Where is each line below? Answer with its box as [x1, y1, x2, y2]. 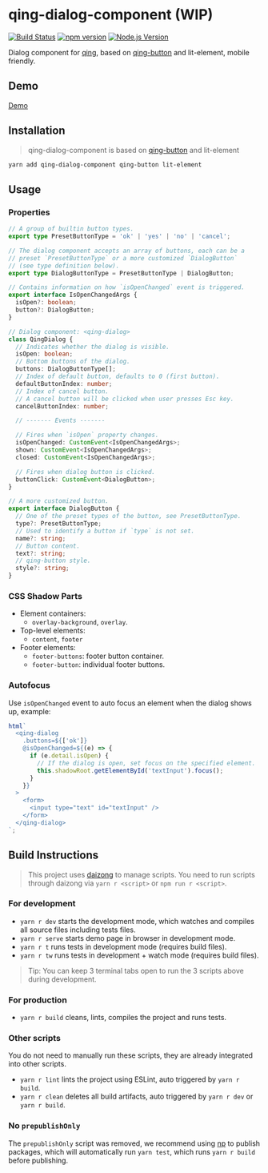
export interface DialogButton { [8, 504, 120, 513]
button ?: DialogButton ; [15, 306, 94, 314]
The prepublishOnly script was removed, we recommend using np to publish [8, 1139, 261, 1148]
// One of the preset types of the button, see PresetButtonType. [15, 512, 242, 520]
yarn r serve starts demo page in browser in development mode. [19, 933, 236, 942]
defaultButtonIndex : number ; [15, 380, 113, 388]
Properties [8, 207, 50, 218]
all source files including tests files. [19, 925, 136, 934]
